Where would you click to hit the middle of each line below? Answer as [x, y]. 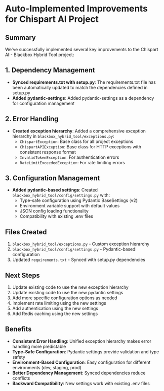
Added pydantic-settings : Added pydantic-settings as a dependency [83, 98]
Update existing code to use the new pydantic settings [68, 293]
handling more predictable [39, 346]
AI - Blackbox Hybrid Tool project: [40, 55]
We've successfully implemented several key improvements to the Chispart [82, 49]
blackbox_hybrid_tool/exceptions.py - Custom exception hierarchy [81, 244]
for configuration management [43, 103]
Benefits [19, 329]
